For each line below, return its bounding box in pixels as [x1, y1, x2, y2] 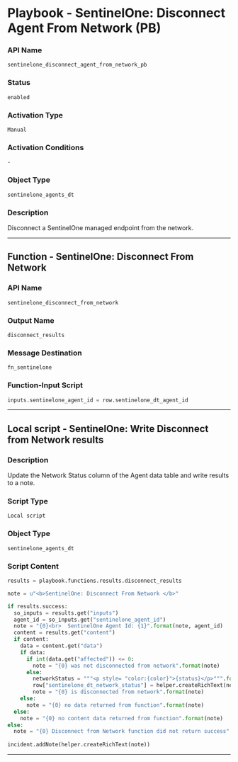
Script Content [7, 561, 59, 571]
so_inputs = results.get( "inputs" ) [13, 609, 119, 617]
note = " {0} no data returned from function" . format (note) [25, 701, 204, 709]
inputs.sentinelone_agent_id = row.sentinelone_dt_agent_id [7, 397, 189, 404]
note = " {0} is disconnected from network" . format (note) [33, 688, 204, 695]
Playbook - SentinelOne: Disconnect [7, 5, 226, 21]
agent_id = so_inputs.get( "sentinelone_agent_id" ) [13, 616, 166, 623]
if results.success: [7, 603, 69, 610]
